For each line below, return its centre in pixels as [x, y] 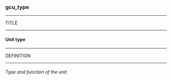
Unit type [15, 39]
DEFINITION [18, 56]
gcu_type [17, 7]
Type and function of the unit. [37, 72]
